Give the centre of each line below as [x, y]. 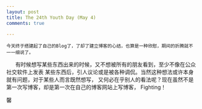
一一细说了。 [20, 53]
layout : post [23, 12]
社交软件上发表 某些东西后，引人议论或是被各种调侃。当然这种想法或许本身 [100, 72]
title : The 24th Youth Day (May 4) [51, 18]
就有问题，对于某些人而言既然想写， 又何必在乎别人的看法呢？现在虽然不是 [100, 80]
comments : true [25, 23]
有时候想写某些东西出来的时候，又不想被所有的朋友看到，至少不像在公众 [105, 65]
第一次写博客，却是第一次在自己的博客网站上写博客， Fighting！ [86, 87]
